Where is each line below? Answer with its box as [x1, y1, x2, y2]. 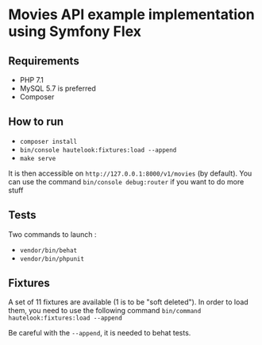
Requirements [8, 54, 79, 68]
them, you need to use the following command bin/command [8, 306, 202, 316]
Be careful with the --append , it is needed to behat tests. [8, 328, 191, 338]
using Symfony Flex [8, 22, 141, 41]
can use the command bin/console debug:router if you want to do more [8, 176, 245, 186]
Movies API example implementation [8, 6, 256, 24]
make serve [19, 154, 56, 162]
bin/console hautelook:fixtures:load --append [19, 145, 177, 154]
